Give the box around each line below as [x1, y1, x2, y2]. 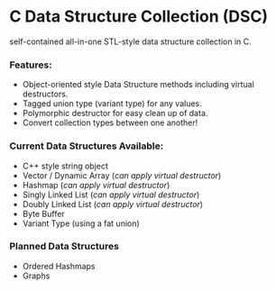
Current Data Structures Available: [9, 140, 164, 152]
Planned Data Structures [9, 240, 120, 253]
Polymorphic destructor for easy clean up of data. [22, 108, 208, 119]
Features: [9, 59, 52, 71]
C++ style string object [22, 160, 108, 171]
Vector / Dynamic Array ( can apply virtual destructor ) [22, 169, 222, 181]
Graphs [22, 270, 51, 281]
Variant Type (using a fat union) [22, 218, 140, 229]
